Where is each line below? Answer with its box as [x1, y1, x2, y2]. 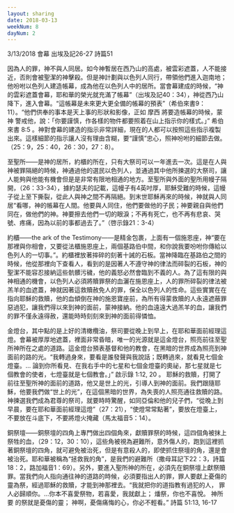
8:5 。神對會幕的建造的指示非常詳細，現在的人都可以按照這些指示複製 [20, 125, 221, 134]
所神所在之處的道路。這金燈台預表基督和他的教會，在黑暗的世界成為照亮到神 [7, 344, 227, 353]
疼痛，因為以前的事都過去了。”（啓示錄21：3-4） [19, 219, 158, 227]
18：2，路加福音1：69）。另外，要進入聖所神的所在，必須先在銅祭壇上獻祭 [7, 464, 219, 472]
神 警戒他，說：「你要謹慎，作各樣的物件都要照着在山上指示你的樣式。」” [7, 116, 210, 125]
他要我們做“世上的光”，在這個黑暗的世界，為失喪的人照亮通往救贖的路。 [19, 388, 226, 396]
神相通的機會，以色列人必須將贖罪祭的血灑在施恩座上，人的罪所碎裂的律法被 [7, 277, 227, 286]
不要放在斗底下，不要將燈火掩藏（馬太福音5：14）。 [7, 414, 155, 422]
